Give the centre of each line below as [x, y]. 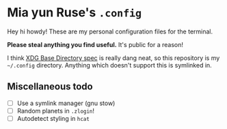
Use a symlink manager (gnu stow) [66, 103]
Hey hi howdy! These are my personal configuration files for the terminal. [110, 31]
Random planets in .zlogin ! [55, 111]
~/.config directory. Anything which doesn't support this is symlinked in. [109, 65]
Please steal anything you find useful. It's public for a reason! [95, 44]
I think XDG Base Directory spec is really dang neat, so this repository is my [113, 58]
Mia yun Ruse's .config [75, 13]
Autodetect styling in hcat [53, 118]
